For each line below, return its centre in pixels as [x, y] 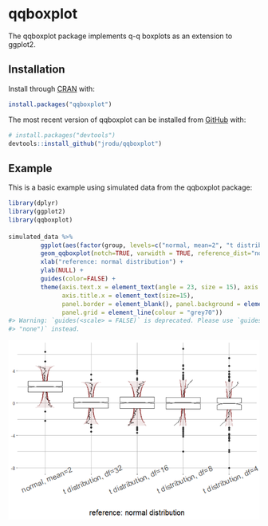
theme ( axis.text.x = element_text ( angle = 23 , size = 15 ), [140, 287]
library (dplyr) [33, 203]
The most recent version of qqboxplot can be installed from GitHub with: [127, 120]
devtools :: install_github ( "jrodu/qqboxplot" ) [85, 143]
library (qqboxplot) [41, 220]
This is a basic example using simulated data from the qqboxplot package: [130, 187]
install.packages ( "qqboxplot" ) [60, 104]
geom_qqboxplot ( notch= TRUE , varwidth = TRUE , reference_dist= [146, 253]
